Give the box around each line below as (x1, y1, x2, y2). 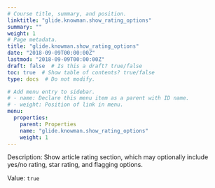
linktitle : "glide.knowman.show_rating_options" (7, 17, 152, 24)
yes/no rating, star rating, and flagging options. (7, 161, 144, 169)
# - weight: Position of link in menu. (7, 101, 124, 109)
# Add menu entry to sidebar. (7, 88, 96, 95)
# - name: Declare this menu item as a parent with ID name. (7, 95, 190, 102)
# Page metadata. (7, 36, 58, 43)
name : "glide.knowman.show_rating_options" (20, 127, 149, 134)
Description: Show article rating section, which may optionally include (7, 153, 209, 161)
